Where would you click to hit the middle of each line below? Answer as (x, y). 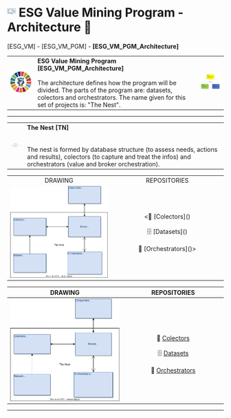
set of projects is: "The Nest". (79, 104)
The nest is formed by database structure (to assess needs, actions (122, 149)
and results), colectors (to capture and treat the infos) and (109, 157)
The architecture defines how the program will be (107, 82)
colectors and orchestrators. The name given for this (112, 97)
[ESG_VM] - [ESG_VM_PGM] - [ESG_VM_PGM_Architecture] (93, 46)
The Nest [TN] (48, 127)
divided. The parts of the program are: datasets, (105, 90)
